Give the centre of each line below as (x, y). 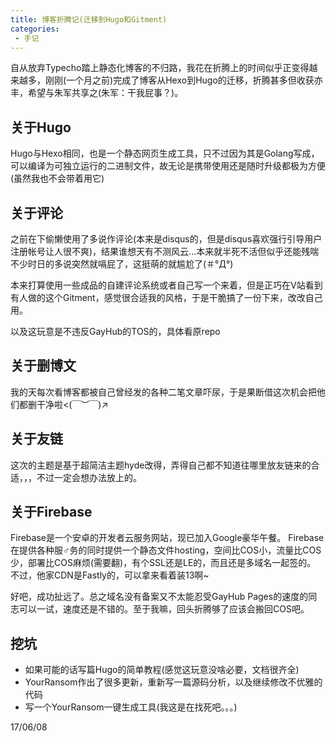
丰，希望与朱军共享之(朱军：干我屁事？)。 (97, 93)
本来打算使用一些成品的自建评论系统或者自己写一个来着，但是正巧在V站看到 (166, 285)
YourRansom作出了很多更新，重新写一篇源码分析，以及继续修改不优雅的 (173, 682)
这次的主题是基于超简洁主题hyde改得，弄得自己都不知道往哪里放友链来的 (161, 465)
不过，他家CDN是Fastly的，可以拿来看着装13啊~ (110, 575)
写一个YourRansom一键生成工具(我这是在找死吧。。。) (131, 707)
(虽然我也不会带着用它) (57, 178)
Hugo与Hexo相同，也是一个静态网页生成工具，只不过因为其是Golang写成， (165, 153)
